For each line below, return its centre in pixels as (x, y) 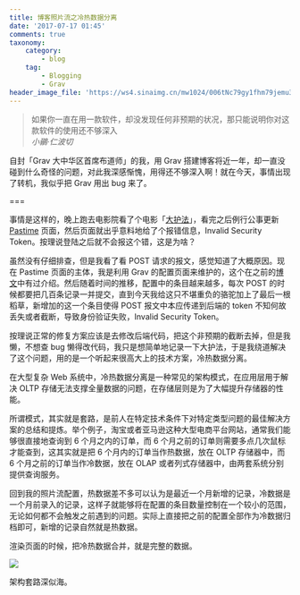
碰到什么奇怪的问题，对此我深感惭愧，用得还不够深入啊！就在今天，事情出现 (150, 172)
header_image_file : (46, 92)
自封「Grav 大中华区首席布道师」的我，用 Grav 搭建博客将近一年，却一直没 (147, 160)
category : (44, 51)
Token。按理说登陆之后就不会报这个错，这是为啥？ (103, 242)
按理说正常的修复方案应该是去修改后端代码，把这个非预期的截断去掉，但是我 (150, 336)
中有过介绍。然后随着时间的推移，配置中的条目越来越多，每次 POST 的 (147, 283)
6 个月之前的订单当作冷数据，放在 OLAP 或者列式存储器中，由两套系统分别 (146, 463)
